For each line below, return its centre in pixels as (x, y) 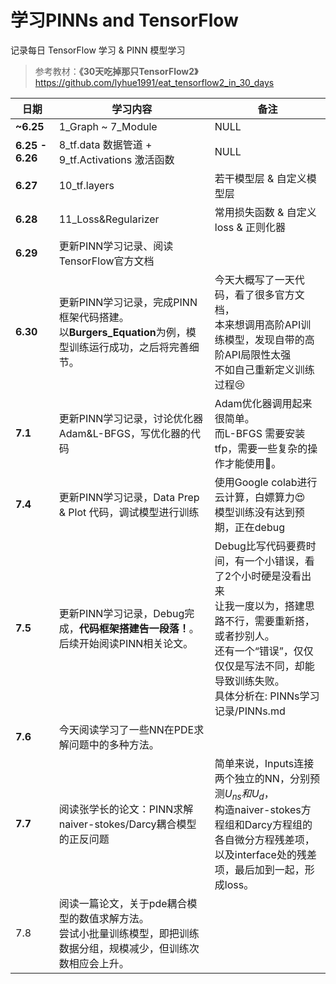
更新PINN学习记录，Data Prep (129, 497)
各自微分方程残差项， (264, 840)
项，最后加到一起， (259, 870)
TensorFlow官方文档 (106, 261)
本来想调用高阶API (258, 324)
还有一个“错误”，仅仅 (264, 651)
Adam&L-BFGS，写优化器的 (125, 433)
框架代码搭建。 (94, 317)
